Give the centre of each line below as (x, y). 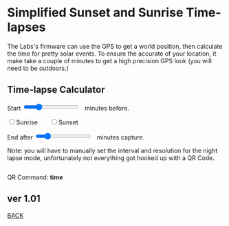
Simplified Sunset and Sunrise (95, 13)
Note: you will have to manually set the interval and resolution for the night (112, 150)
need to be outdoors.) (38, 68)
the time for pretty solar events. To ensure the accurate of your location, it (112, 54)
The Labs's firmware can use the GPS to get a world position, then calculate (115, 46)
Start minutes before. (68, 108)
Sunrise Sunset (47, 122)
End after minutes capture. (76, 137)
